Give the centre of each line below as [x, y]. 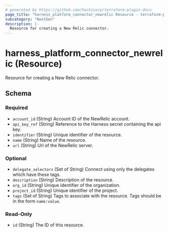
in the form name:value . [36, 201]
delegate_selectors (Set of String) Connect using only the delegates [83, 169]
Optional [16, 158]
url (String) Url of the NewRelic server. [53, 145]
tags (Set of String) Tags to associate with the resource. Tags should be [87, 196]
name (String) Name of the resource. [49, 140]
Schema [18, 93]
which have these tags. [36, 175]
